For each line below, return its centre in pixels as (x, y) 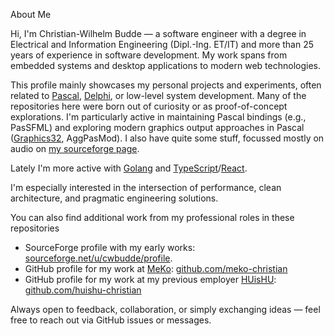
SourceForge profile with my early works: (110, 247)
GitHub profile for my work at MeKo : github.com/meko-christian (156, 268)
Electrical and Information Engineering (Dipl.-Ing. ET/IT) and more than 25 (162, 44)
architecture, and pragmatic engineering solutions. (114, 198)
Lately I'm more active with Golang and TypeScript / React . (129, 168)
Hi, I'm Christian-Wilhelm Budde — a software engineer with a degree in (158, 33)
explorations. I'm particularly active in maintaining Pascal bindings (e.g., (158, 117)
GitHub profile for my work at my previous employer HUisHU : (150, 279)
